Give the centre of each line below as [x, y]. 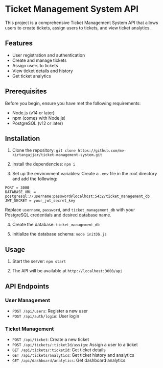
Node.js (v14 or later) [33, 113]
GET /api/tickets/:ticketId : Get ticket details [59, 350]
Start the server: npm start [39, 262]
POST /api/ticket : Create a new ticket [50, 340]
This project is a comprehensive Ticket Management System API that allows [81, 23]
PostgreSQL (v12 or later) [38, 123]
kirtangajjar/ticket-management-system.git [57, 155]
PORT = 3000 [17, 188]
